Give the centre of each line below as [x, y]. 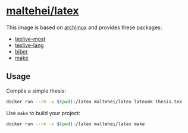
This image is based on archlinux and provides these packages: [84, 27]
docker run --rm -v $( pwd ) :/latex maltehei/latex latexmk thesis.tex [94, 102]
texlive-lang [29, 45]
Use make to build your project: [43, 113]
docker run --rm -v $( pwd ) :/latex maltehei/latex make [76, 124]
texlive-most [30, 39]
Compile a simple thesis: [36, 91]
